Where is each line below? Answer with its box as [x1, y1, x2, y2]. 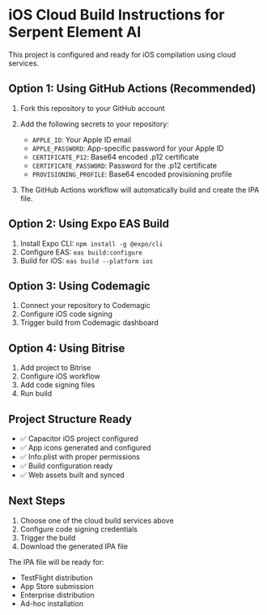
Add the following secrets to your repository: [19, 119, 170, 129]
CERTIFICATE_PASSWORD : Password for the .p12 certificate [32, 160, 217, 170]
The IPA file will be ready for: [8, 557, 105, 566]
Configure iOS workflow [19, 371, 101, 382]
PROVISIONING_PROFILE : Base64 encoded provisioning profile [32, 169, 232, 179]
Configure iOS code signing [19, 310, 113, 319]
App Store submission [19, 581, 95, 591]
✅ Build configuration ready [19, 461, 113, 471]
